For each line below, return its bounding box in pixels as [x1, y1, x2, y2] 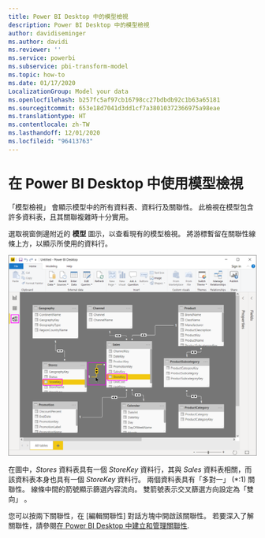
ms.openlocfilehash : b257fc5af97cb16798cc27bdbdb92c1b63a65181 [8, 95, 221, 104]
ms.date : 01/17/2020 [8, 79, 77, 87]
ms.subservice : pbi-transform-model [8, 63, 129, 71]
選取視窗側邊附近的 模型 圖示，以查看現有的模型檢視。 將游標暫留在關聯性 [8, 228, 249, 238]
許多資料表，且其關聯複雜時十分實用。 [8, 212, 132, 221]
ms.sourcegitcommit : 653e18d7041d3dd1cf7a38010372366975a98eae [8, 104, 221, 112]
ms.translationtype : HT [8, 113, 87, 121]
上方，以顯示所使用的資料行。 [14, 239, 112, 248]
